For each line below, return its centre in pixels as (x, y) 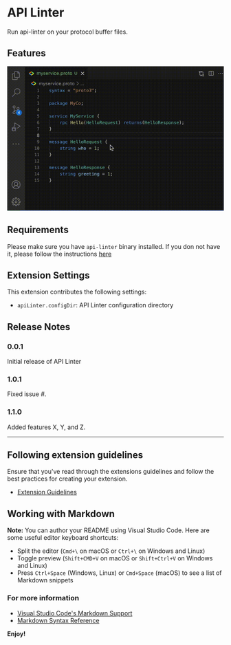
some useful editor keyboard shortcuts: (63, 538)
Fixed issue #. (27, 394)
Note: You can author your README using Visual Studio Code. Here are (108, 530)
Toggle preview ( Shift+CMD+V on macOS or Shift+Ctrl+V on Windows (115, 558)
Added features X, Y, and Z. (46, 427)
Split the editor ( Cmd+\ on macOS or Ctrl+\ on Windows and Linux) (111, 551)
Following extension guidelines (75, 455)
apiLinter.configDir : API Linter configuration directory (95, 305)
